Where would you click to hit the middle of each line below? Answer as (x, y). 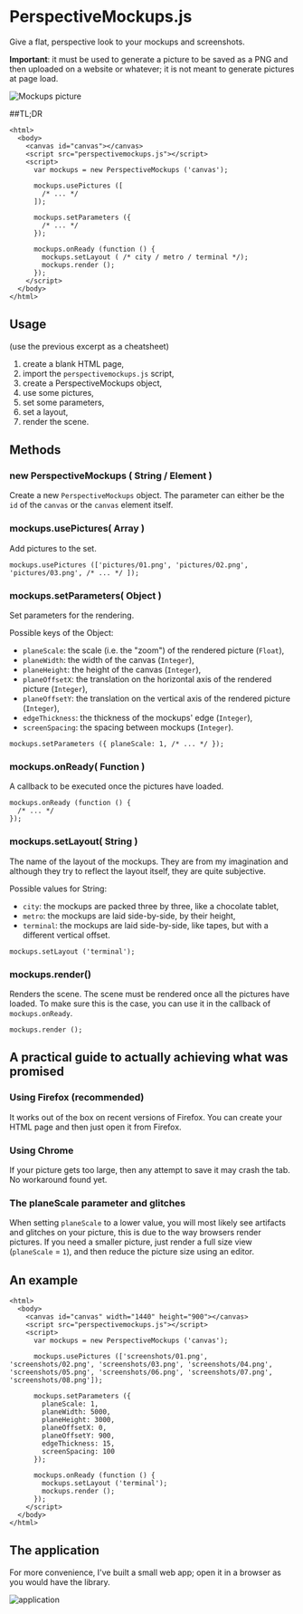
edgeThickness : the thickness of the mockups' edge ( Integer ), (137, 718)
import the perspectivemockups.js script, (98, 373)
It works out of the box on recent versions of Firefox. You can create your (146, 1117)
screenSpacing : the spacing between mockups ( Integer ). (128, 727)
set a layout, (45, 412)
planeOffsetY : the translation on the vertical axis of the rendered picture (156, 698)
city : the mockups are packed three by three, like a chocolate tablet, (151, 906)
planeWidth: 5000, (76, 1412)
